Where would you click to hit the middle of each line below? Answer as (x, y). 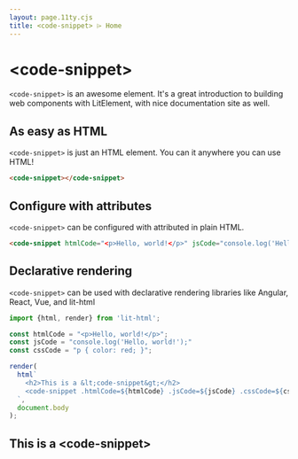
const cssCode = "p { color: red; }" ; (81, 351)
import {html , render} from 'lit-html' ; (85, 318)
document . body (43, 408)
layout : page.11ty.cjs (51, 17)
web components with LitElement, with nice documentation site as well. (140, 104)
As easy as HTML (59, 131)
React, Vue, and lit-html (52, 301)
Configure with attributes (81, 206)
